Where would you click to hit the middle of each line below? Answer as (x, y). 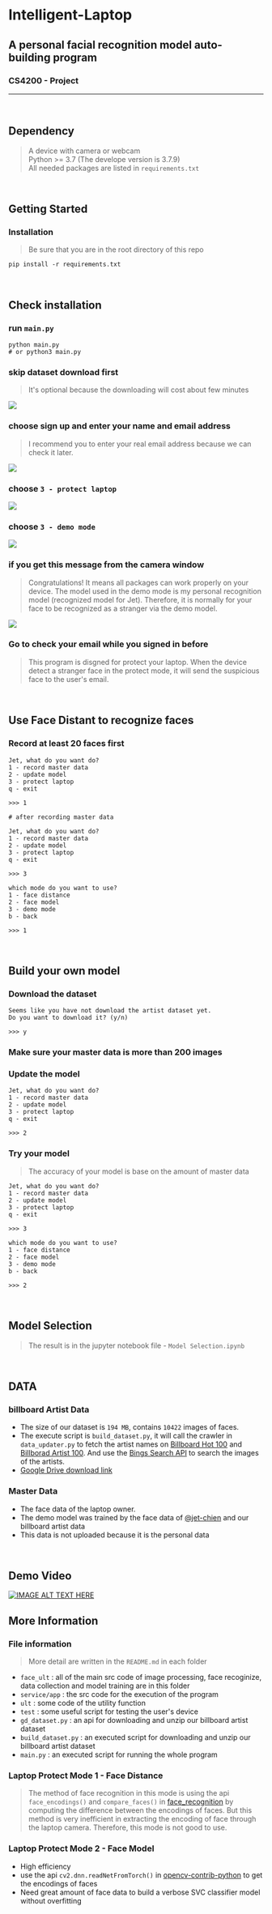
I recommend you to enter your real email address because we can (140, 444)
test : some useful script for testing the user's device (109, 1712)
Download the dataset (53, 994)
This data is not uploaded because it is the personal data (115, 1535)
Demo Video (40, 1576)
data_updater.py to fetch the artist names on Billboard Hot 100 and (131, 1444)
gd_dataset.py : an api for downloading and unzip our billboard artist (134, 1720)
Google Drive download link (66, 1470)
